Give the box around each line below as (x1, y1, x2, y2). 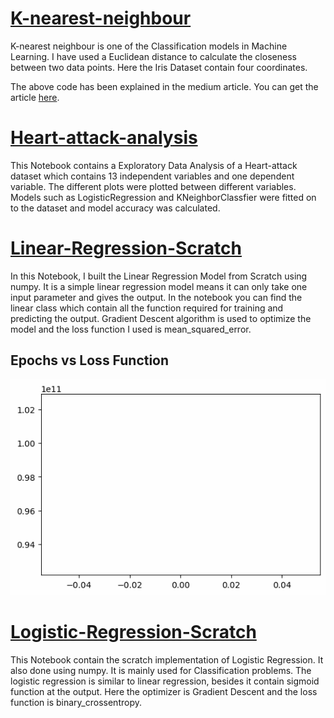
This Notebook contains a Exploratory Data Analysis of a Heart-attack (10, 159, 298, 171)
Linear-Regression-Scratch (10, 237, 242, 260)
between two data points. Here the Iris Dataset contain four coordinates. (10, 61, 308, 73)
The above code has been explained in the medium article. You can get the (10, 80, 319, 92)
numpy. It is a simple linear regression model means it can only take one (10, 280, 308, 292)
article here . (10, 91, 60, 103)
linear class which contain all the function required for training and (10, 302, 284, 314)
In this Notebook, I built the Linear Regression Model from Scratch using (10, 270, 308, 282)
